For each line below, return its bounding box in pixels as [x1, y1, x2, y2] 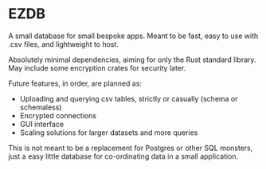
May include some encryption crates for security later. [8, 63, 186, 72]
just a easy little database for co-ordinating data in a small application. [8, 152, 239, 161]
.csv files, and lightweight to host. [8, 39, 119, 48]
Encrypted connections [19, 110, 97, 120]
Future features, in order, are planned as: [8, 79, 142, 88]
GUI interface [19, 119, 65, 129]
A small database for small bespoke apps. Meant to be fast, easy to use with [8, 31, 259, 40]
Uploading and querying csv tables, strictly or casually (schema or [19, 94, 238, 103]
